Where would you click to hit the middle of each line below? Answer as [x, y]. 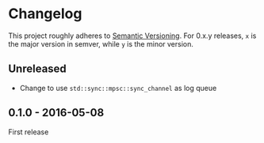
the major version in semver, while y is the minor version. [101, 43]
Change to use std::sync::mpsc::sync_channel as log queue [118, 88]
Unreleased [38, 69]
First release [29, 132]
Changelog [45, 14]
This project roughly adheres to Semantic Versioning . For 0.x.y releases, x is [132, 36]
